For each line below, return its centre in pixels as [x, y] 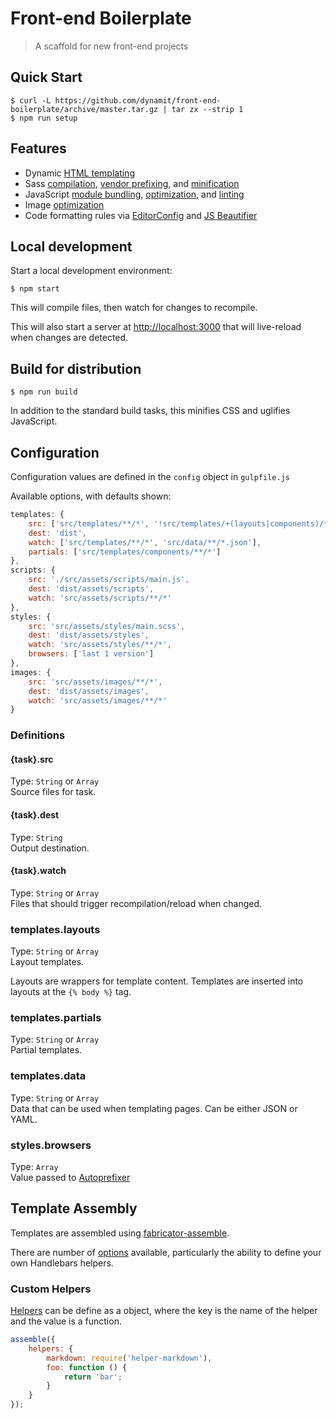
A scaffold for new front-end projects [111, 46]
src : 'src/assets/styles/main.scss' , [107, 626]
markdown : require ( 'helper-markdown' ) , [129, 1358]
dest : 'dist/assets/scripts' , [91, 589]
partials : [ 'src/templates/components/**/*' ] [125, 552]
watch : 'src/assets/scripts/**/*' [100, 598]
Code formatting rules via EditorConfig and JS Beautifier [141, 215]
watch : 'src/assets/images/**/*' [98, 700]
